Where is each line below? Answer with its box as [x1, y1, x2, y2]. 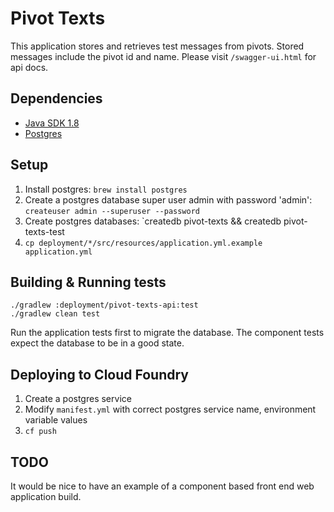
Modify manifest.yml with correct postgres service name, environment [24, 403, 317, 416]
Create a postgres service [24, 393, 132, 405]
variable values [24, 414, 88, 426]
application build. [10, 491, 82, 502]
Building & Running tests [10, 273, 167, 291]
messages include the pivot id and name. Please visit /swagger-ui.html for [10, 50, 317, 62]
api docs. [10, 61, 49, 73]
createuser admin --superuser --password [24, 206, 200, 216]
